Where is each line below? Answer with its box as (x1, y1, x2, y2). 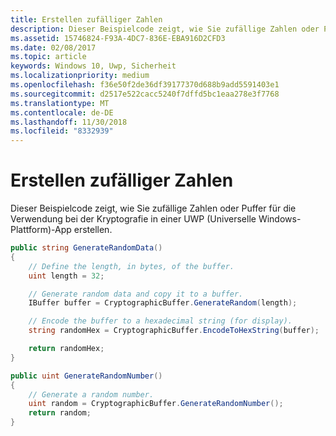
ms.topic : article (10, 52, 87, 62)
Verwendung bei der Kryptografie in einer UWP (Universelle (10, 213, 257, 225)
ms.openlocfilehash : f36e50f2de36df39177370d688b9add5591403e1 (10, 80, 280, 90)
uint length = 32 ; (28, 271, 105, 281)
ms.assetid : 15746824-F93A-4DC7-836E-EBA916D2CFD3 (10, 33, 226, 43)
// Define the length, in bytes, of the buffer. (28, 261, 235, 271)
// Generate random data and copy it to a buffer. (28, 289, 244, 299)
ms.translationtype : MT (10, 98, 110, 108)
